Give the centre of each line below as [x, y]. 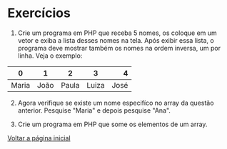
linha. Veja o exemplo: [50, 56]
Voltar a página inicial [39, 138]
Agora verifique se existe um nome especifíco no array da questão [116, 103]
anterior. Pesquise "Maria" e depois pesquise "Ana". [94, 110]
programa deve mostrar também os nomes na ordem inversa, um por [119, 48]
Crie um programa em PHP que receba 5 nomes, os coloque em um [117, 33]
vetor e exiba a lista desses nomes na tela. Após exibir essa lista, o [116, 40]
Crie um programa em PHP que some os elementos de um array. [112, 124]
